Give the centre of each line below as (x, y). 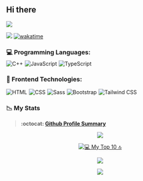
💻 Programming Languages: (49, 52)
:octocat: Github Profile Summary (63, 123)
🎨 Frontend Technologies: (44, 79)
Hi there (21, 10)
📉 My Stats (23, 108)
